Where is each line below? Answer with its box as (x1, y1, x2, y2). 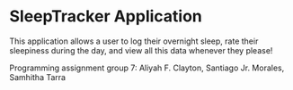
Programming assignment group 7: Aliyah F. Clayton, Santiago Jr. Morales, (9, 62, 285, 73)
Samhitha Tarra (9, 71, 66, 82)
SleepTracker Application (9, 6, 202, 27)
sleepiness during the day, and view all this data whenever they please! (9, 45, 273, 55)
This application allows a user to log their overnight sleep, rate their (9, 36, 259, 46)
